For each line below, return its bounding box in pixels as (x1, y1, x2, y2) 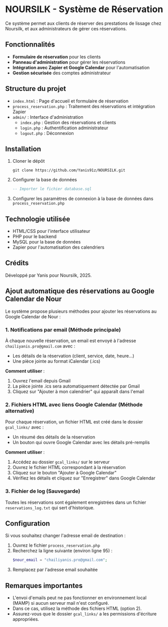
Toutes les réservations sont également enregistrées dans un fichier (5, 499, 146, 505)
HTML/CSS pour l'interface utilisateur (12, 228, 91, 234)
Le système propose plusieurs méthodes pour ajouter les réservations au (5, 308, 157, 314)
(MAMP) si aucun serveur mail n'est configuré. (12, 600, 109, 606)
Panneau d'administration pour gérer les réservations (12, 59, 126, 65)
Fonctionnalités (5, 40, 55, 49)
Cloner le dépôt (12, 158, 45, 164)
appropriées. (12, 616, 39, 622)
